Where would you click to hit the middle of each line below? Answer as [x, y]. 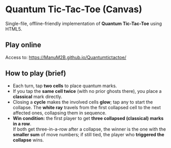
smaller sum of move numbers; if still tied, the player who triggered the [89, 134]
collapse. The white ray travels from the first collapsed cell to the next [87, 107]
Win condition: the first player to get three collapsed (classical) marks [88, 118]
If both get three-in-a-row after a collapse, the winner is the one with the [89, 129]
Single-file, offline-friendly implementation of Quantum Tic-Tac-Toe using [84, 23]
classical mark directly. [37, 96]
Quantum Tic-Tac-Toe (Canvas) [74, 9]
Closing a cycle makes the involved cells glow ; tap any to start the [83, 102]
